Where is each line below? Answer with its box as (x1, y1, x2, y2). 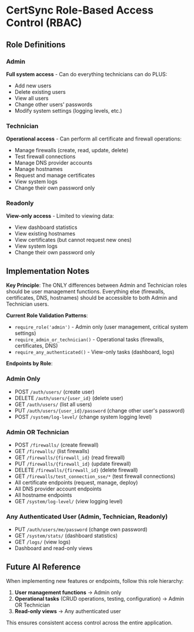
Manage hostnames (14, 166, 63, 173)
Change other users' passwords (14, 101, 93, 108)
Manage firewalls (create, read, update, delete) (14, 147, 129, 154)
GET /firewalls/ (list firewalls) (14, 447, 90, 454)
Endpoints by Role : (6, 360, 53, 367)
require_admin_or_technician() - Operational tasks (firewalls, (14, 336, 165, 343)
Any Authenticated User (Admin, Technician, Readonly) (6, 512, 168, 520)
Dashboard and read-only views (14, 545, 93, 552)
